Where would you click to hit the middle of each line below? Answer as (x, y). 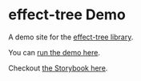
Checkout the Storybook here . (58, 68)
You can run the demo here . (54, 52)
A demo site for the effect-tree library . (71, 37)
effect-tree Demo (67, 15)
